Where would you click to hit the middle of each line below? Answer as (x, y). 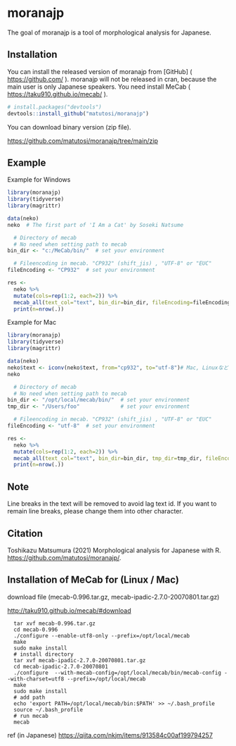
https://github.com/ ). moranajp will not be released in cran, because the (112, 79)
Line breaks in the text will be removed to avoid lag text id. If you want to (112, 504)
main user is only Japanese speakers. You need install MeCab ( (99, 87)
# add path (29, 697)
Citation (25, 533)
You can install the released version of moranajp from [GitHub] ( (100, 71)
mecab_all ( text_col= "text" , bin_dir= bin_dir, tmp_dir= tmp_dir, (108, 458)
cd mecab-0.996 (36, 629)
